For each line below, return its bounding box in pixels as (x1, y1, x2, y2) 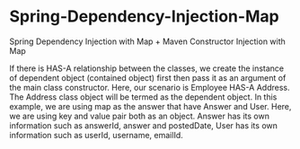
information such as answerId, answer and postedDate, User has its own (9, 119, 278, 131)
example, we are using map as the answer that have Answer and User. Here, (9, 101, 292, 111)
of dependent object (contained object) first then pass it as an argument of (9, 72, 287, 83)
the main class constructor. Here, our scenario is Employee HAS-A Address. (9, 82, 290, 92)
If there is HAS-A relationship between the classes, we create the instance (9, 63, 285, 74)
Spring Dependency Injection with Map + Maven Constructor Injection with (9, 36, 286, 47)
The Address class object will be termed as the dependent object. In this (9, 92, 278, 102)
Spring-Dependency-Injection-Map (9, 6, 280, 27)
